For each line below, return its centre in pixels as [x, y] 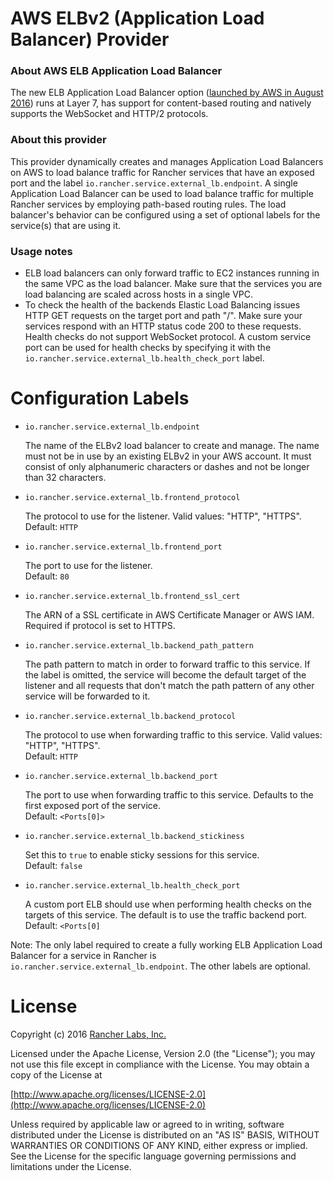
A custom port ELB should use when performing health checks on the [168, 904]
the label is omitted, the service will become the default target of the [165, 675]
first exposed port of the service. [93, 806]
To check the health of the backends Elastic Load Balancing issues [162, 305]
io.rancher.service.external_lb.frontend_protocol [132, 498]
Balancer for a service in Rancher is [83, 956]
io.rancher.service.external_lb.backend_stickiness [134, 837]
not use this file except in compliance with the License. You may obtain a [160, 1064]
